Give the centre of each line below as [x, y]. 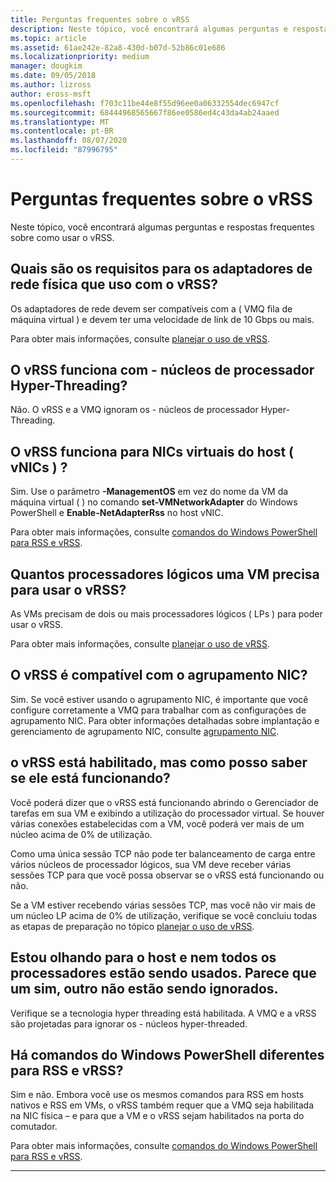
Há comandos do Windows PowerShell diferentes [167, 1054]
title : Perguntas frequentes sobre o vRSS [100, 19]
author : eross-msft [51, 94]
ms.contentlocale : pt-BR [62, 131]
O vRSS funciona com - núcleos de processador [162, 370]
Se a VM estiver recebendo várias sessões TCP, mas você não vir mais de [163, 905]
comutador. [34, 1127]
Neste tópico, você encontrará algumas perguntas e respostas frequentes [162, 227]
